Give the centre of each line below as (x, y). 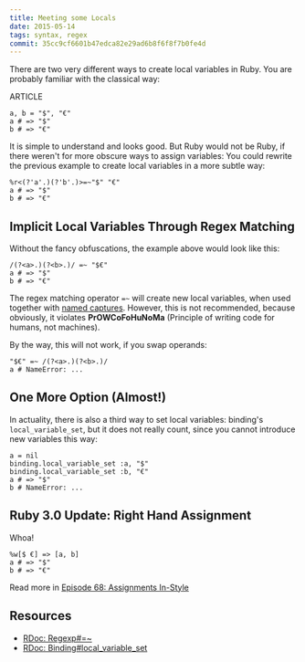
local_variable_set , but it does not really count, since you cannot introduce (152, 429)
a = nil (24, 456)
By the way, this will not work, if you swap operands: (108, 345)
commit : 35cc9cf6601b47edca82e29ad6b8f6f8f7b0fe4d (108, 43)
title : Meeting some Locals (63, 18)
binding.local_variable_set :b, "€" (79, 471)
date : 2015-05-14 (42, 26)
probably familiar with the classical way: (85, 79)
